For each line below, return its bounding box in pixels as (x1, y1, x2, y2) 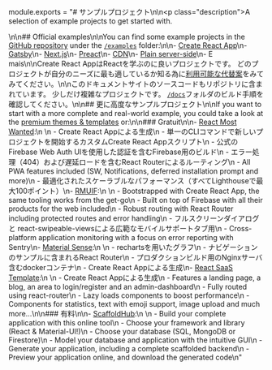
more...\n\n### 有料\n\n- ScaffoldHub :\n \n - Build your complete (8, 309, 227, 318)
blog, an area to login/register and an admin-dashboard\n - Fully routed (8, 282, 248, 291)
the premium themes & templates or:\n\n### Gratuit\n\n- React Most (8, 117, 237, 127)
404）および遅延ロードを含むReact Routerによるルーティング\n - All (22, 157, 251, 166)
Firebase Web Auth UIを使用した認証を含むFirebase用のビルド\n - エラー (8, 147, 253, 157)
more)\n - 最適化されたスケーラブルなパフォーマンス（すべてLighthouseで (8, 176, 257, 185)
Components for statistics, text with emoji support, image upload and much (8, 299, 261, 308)
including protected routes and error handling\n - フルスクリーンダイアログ (8, 213, 260, 223)
